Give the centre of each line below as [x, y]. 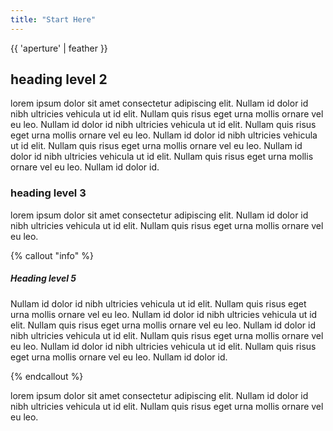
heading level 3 [48, 193]
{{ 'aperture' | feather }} [59, 48]
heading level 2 [59, 79]
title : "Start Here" [53, 19]
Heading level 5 [43, 278]
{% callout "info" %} [52, 255]
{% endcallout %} [47, 376]
